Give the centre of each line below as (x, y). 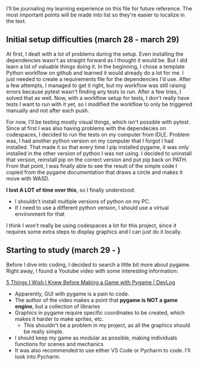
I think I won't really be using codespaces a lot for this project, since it (91, 225)
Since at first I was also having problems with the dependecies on (86, 128)
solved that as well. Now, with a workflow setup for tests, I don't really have (98, 98)
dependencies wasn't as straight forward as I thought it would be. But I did (97, 60)
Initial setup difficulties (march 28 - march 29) (93, 40)
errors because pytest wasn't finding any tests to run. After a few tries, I (94, 92)
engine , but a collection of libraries (57, 306)
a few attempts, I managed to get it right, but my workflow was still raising (96, 85)
